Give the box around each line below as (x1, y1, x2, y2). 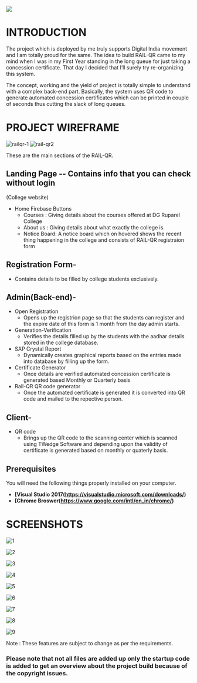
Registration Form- (6, 259, 77, 270)
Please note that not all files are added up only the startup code (6, 654, 191, 662)
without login (6, 178, 56, 188)
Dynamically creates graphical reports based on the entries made (23, 352, 182, 359)
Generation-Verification (14, 326, 72, 334)
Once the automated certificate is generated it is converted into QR (23, 389, 186, 397)
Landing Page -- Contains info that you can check (6, 169, 191, 179)
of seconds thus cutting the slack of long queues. (6, 100, 126, 107)
